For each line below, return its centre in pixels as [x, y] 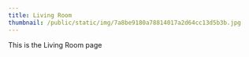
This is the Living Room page [55, 45]
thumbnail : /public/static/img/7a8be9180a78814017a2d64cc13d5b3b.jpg [125, 23]
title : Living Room [40, 15]
